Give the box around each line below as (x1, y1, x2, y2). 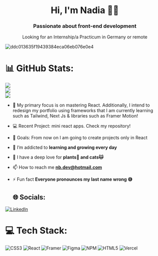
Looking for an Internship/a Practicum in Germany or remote (22, 34, 148, 40)
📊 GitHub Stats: (5, 63, 74, 74)
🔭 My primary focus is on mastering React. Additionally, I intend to (12, 102, 150, 108)
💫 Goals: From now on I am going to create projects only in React (12, 135, 148, 141)
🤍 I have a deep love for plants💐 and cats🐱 (12, 154, 103, 161)
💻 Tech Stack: (5, 225, 68, 236)
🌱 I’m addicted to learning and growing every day (12, 144, 117, 150)
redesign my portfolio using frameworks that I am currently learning (12, 108, 153, 114)
